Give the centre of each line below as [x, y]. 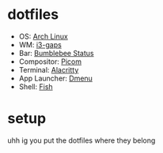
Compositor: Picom [50, 62]
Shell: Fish [36, 86]
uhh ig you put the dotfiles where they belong [81, 140]
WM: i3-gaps [40, 44]
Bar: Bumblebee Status [56, 53]
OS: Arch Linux [43, 36]
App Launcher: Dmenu [55, 78]
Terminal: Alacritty [49, 69]
